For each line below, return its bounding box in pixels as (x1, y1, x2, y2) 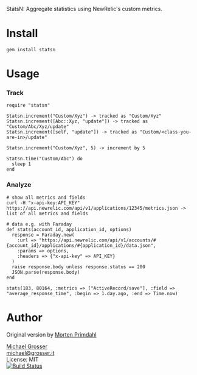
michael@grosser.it (6, 349, 55, 356)
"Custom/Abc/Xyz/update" (6, 124, 69, 130)
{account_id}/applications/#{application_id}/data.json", (6, 242, 156, 249)
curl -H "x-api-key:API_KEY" (6, 199, 80, 206)
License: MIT (6, 355, 39, 363)
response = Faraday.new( (12, 232, 75, 238)
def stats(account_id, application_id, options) (6, 226, 132, 232)
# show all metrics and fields (6, 195, 86, 201)
